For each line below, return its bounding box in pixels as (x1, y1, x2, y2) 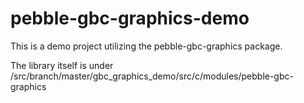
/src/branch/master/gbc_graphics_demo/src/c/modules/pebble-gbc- (10, 70, 294, 82)
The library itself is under (10, 59, 114, 71)
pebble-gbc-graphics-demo (10, 7, 250, 30)
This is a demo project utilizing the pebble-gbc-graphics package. (10, 40, 283, 52)
